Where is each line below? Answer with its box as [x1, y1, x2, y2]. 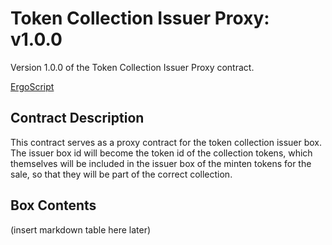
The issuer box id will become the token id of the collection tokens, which [10, 147, 313, 159]
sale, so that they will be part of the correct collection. [10, 168, 233, 180]
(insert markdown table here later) [10, 223, 152, 236]
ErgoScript [10, 80, 55, 92]
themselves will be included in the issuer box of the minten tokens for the [10, 157, 312, 169]
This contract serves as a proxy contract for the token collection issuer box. [10, 136, 323, 148]
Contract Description [10, 110, 145, 127]
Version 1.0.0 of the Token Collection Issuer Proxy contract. [10, 61, 255, 73]
